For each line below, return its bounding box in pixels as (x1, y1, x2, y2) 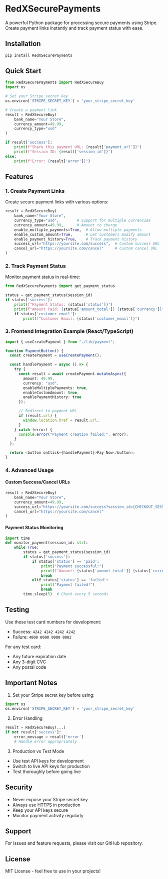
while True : (14, 545, 39, 550)
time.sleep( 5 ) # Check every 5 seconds (23, 592, 108, 597)
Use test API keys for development (12, 758, 84, 764)
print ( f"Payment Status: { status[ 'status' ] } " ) (14, 302, 113, 307)
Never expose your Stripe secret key (12, 796, 88, 802)
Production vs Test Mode (12, 748, 64, 754)
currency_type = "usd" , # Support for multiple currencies (14, 218, 151, 223)
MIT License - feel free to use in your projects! (5, 868, 101, 874)
